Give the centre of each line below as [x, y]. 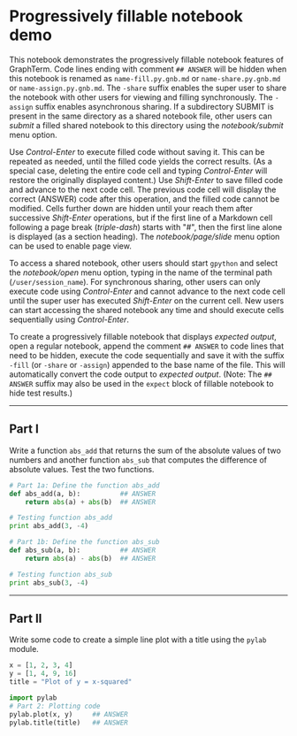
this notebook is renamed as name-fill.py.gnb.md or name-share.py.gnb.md [145, 78]
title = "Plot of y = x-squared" [71, 682]
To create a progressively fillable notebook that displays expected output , [143, 336]
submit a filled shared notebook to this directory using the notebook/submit [147, 125]
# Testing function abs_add [61, 518]
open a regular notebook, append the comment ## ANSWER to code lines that [147, 346]
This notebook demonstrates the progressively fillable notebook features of [147, 59]
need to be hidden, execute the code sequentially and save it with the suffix [147, 355]
